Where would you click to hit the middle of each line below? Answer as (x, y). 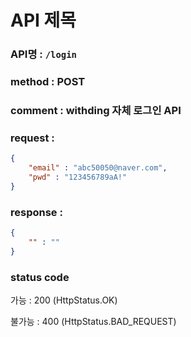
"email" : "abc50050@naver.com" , (98, 168)
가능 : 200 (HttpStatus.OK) (64, 300)
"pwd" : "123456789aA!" (78, 177)
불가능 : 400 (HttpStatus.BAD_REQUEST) (93, 321)
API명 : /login (43, 54)
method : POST (48, 82)
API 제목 (43, 20)
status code (40, 277)
